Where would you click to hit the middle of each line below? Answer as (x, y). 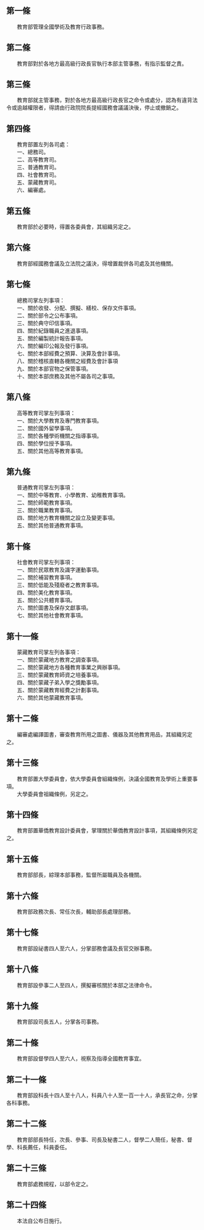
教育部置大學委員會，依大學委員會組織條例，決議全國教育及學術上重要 (104, 778)
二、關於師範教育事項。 (46, 503)
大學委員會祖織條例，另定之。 (54, 793)
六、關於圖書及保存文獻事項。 (54, 608)
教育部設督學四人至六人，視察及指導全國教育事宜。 (80, 1059)
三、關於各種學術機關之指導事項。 (59, 435)
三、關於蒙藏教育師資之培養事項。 (59, 674)
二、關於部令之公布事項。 (49, 315)
